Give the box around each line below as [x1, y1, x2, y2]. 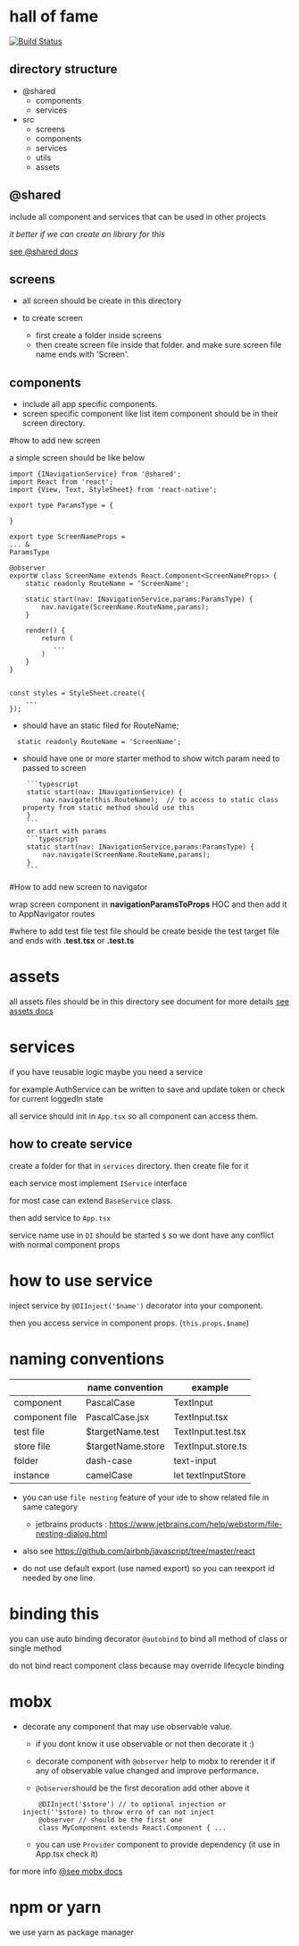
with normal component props [9, 1239, 120, 1249]
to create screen [21, 313, 83, 324]
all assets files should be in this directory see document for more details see [9, 996, 290, 1007]
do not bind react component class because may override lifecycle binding [9, 1660, 284, 1671]
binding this [9, 1603, 100, 1624]
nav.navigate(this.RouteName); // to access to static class [42, 796, 278, 805]
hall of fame [9, 6, 99, 27]
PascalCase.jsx [85, 1410, 150, 1423]
